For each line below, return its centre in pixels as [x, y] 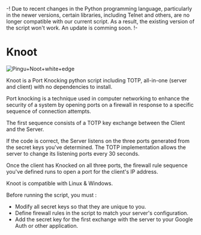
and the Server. [25, 129]
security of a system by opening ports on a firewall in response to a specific [100, 105]
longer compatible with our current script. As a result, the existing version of [100, 21]
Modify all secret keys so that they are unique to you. [80, 206]
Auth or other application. [46, 225]
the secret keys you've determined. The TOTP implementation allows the [96, 147]
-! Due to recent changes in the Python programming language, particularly [99, 9]
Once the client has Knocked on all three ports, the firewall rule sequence [97, 165]
